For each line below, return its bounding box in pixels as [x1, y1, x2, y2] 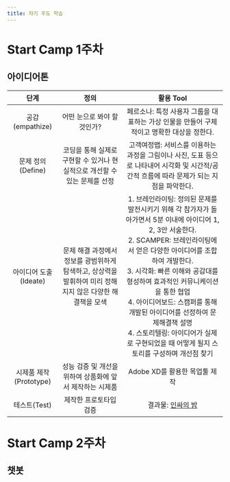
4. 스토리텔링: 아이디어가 [127, 328, 203, 337]
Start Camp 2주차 [7, 435, 106, 450]
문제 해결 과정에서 [62, 245, 118, 255]
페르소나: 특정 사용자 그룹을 [127, 106, 210, 116]
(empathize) [12, 122, 53, 131]
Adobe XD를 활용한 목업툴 [128, 367, 209, 376]
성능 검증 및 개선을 [62, 361, 118, 371]
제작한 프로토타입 [64, 395, 116, 404]
